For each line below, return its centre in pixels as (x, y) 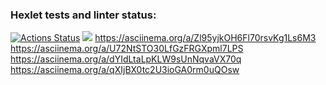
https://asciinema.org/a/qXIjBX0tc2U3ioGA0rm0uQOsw (125, 70)
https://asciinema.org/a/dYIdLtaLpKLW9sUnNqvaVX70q (126, 59)
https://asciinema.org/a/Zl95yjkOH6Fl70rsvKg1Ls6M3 (205, 38)
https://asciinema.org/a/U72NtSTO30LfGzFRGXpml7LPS (127, 49)
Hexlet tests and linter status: (83, 15)
